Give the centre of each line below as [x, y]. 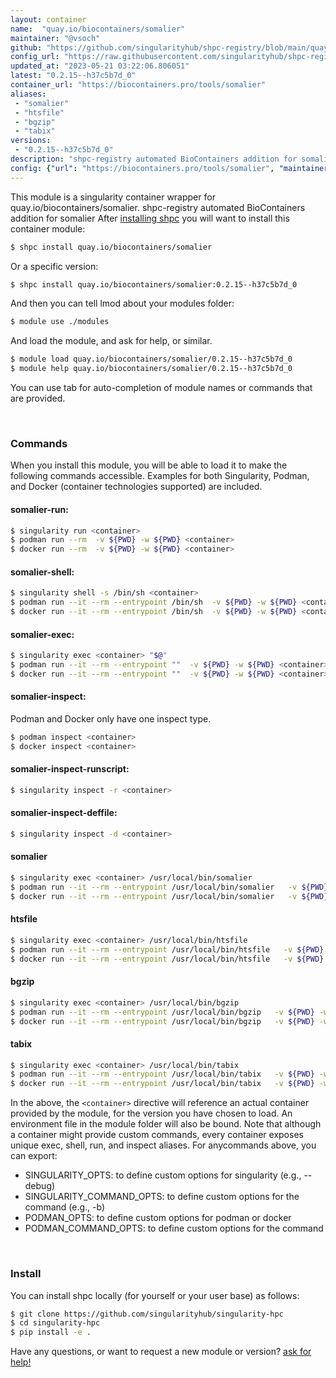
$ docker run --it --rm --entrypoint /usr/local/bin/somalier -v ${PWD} [169, 896]
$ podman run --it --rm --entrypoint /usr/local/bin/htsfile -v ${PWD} [167, 949]
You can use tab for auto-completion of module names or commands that [161, 387]
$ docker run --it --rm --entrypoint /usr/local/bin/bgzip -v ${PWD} [162, 1021]
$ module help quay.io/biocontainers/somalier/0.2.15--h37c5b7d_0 [151, 369]
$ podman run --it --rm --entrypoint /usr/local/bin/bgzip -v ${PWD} [162, 1012]
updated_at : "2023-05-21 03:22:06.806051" [100, 66]
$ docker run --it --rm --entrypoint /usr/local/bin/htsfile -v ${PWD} [167, 959]
